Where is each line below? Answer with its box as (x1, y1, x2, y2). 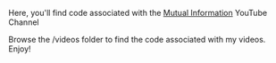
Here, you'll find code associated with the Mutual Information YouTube (8, 8, 268, 18)
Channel (8, 17, 39, 28)
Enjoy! (8, 43, 32, 54)
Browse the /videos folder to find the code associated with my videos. (8, 35, 266, 44)
